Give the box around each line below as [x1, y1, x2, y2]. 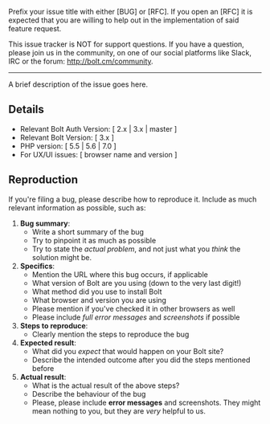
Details [8, 103, 44, 116]
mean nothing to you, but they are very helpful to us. [31, 406, 207, 416]
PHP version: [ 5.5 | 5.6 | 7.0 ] [19, 141, 117, 151]
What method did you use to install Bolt [31, 287, 162, 296]
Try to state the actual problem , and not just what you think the [31, 244, 241, 254]
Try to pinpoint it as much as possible [31, 235, 157, 245]
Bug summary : [19, 218, 71, 228]
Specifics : [19, 261, 55, 271]
